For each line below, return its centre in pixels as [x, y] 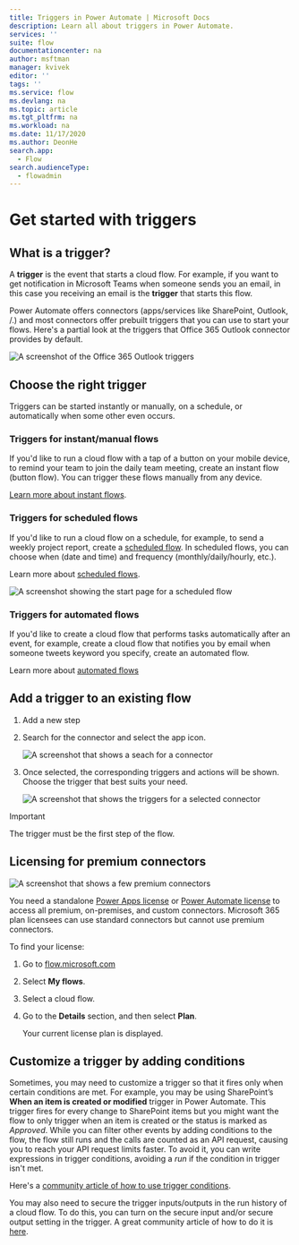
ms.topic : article [43, 109]
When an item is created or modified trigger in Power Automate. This [138, 1102]
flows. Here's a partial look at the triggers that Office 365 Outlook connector [150, 330]
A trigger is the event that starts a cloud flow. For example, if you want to [144, 275]
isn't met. [26, 1168]
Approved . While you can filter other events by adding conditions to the [141, 1130]
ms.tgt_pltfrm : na [43, 117]
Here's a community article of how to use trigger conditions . [120, 1186]
